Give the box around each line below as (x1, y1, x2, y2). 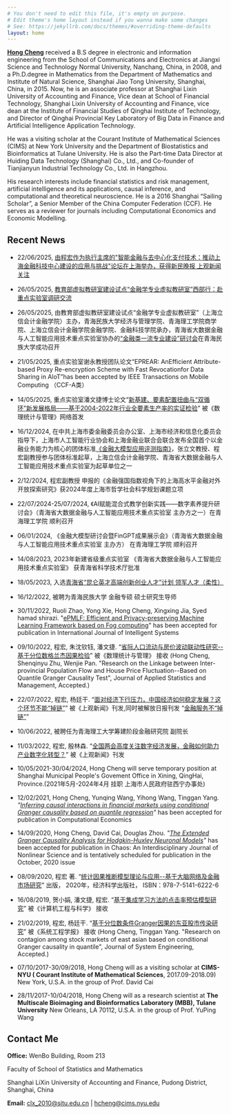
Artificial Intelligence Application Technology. (7, 121, 136, 130)
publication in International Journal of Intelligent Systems (17, 629, 179, 637)
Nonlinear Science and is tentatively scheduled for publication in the (17, 851, 212, 859)
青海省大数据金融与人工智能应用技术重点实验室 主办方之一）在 (38, 508, 216, 517)
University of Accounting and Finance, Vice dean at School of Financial (7, 92, 210, 101)
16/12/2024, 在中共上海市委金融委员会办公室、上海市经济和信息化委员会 (17, 427, 222, 436)
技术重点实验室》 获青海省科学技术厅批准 (23, 563, 140, 572)
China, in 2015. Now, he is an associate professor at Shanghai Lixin (7, 85, 197, 93)
